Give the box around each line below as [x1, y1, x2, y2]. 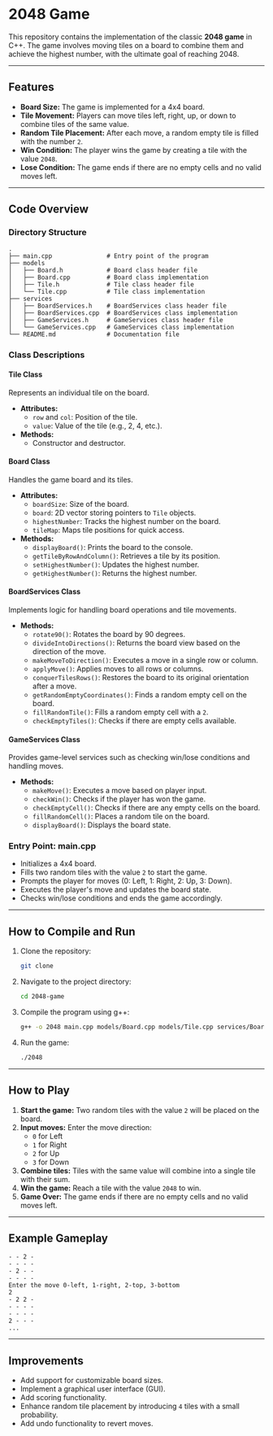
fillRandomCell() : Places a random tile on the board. [32, 811, 210, 822]
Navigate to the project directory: [19, 977, 132, 987]
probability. [19, 1410, 58, 1420]
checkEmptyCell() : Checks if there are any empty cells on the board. [32, 803, 261, 813]
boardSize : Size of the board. [32, 499, 130, 508]
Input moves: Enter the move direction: [19, 1122, 152, 1132]
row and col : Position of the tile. [32, 412, 138, 421]
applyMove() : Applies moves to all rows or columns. [32, 664, 204, 674]
